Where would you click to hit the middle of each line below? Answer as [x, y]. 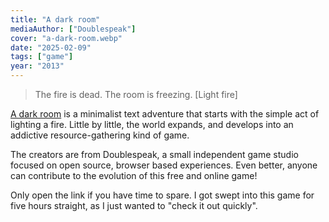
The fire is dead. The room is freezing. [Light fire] [136, 94]
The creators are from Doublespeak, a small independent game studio [154, 154]
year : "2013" [37, 66]
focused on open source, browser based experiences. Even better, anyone [164, 165]
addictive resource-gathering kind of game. [100, 135]
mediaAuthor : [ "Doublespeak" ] [73, 29]
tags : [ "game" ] [42, 57]
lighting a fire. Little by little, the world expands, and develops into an [152, 124]
